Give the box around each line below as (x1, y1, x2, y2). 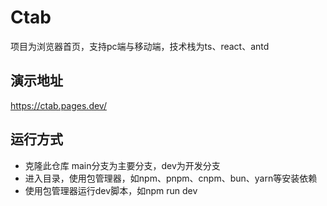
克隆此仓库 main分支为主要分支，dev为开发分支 (24, 159, 221, 171)
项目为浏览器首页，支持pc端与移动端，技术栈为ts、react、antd (10, 40, 270, 52)
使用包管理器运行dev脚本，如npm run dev (24, 184, 198, 196)
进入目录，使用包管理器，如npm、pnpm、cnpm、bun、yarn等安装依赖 (24, 172, 318, 184)
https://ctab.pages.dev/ (10, 99, 107, 111)
